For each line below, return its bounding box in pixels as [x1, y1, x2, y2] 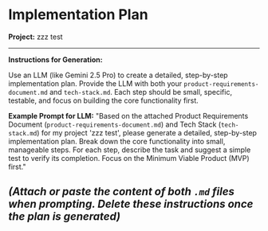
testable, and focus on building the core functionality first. [8, 96, 199, 105]
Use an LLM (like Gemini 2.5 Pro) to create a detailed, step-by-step [8, 70, 229, 80]
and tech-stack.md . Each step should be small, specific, [49, 87, 233, 96]
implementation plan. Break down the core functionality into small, [8, 136, 226, 146]
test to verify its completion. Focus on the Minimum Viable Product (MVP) [8, 153, 250, 162]
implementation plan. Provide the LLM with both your [8, 78, 182, 88]
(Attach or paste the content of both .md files [8, 185, 235, 198]
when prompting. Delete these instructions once [8, 198, 254, 211]
